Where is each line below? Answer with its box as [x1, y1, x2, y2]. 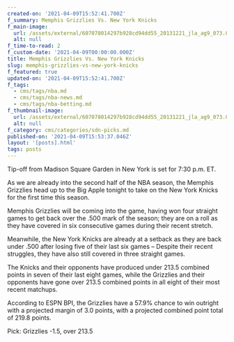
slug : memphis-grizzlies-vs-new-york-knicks [7, 62, 139, 69]
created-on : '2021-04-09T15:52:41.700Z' [7, 10, 127, 17]
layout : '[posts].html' [7, 140, 77, 147]
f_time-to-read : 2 [7, 42, 61, 49]
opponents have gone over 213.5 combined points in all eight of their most [7, 278, 220, 286]
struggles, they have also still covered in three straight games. [7, 250, 186, 258]
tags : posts [7, 146, 42, 153]
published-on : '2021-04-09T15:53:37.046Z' [7, 133, 132, 140]
